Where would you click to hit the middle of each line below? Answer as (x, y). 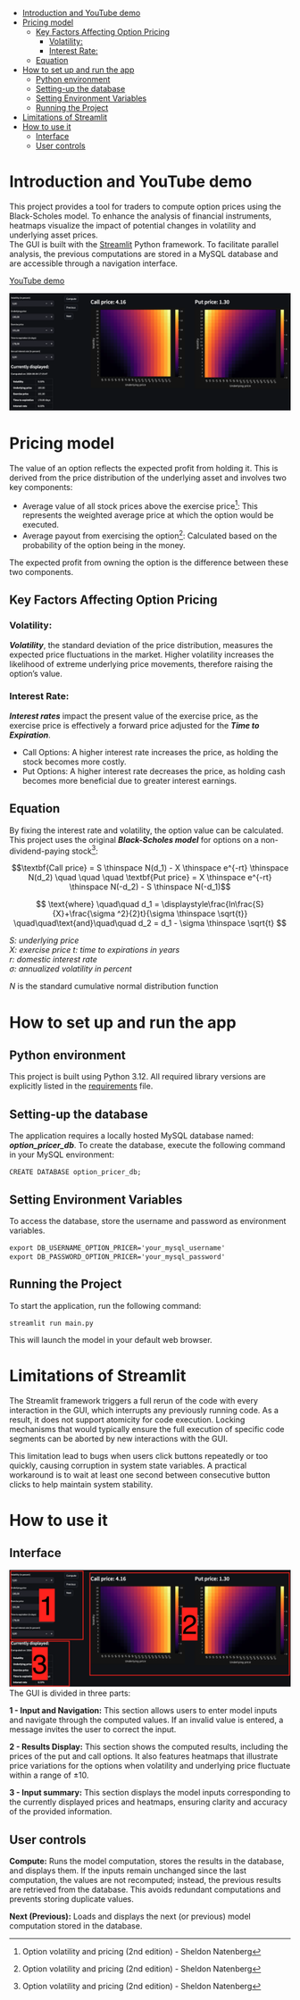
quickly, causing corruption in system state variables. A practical (128, 1465)
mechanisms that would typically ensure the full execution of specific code (147, 1429)
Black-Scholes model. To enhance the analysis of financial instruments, (141, 216)
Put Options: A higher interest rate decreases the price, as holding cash (154, 771)
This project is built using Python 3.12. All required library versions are (137, 1077)
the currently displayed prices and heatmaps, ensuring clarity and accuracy (148, 1802)
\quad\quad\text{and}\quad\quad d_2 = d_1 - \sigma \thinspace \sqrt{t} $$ (150, 923)
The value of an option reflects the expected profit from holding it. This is (144, 468)
